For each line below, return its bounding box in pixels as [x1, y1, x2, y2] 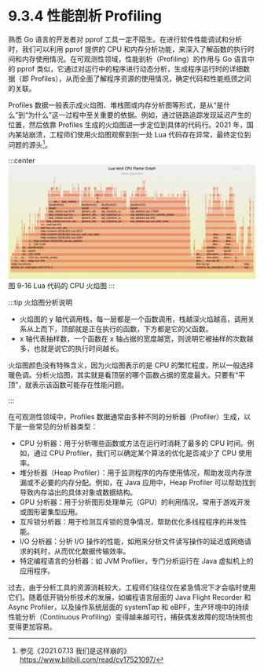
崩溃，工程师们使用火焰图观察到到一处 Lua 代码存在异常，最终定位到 [28, 130, 251, 139]
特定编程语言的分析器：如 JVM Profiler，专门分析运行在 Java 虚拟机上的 [19, 556, 254, 565]
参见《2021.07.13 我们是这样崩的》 [19, 645, 131, 656]
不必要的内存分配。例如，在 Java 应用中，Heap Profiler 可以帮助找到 [33, 477, 256, 487]
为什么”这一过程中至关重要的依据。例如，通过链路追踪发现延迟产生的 [27, 110, 251, 119]
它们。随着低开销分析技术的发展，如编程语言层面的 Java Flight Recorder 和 [8, 592, 251, 601]
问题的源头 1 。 [8, 138, 53, 149]
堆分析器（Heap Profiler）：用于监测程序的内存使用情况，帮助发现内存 [19, 468, 245, 477]
